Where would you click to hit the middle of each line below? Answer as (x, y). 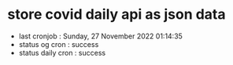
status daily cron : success (62, 52)
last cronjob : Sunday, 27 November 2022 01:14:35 (100, 36)
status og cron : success (59, 44)
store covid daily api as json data (116, 14)
